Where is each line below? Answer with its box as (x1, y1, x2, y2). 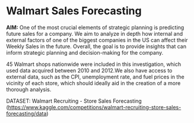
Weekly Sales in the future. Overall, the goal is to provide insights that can (6, 43, 187, 50)
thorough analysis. (6, 86, 52, 93)
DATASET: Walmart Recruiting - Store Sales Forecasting (6, 97, 142, 105)
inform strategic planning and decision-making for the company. (6, 49, 164, 56)
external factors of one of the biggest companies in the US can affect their (6, 36, 188, 43)
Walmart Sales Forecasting (6, 4, 142, 18)
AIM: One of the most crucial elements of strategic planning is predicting (6, 24, 185, 31)
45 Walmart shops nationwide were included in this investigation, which (6, 61, 182, 68)
